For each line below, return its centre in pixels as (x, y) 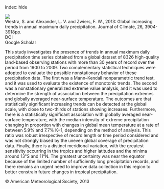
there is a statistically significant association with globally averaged (73, 114)
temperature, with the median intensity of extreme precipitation (85, 120)
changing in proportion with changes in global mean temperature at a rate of (82, 125)
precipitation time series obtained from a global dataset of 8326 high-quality (82, 57)
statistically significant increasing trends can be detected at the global (76, 104)
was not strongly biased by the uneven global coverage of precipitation (77, 140)
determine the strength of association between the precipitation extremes (79, 94)
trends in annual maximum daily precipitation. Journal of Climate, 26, (74, 27)
